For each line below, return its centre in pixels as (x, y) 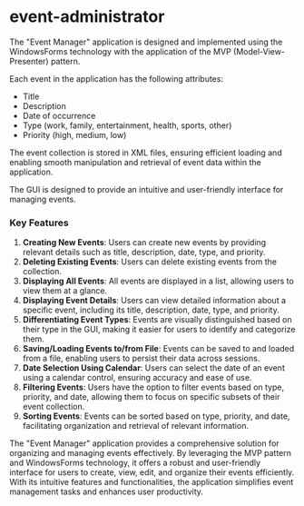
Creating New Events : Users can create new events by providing (144, 243)
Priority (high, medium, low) (74, 134)
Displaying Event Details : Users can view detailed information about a (154, 301)
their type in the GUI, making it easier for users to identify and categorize (159, 330)
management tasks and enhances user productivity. (107, 491)
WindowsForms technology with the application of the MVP (120, 51)
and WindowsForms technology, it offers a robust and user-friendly (135, 463)
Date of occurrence (59, 115)
